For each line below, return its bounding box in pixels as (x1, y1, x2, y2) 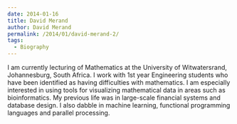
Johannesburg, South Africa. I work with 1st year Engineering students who (7, 71, 228, 79)
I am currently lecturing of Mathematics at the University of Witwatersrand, (7, 63, 228, 71)
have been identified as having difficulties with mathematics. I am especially (7, 78, 231, 86)
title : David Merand (7, 17, 69, 24)
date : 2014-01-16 (7, 10, 59, 18)
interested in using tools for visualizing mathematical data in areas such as (7, 86, 226, 94)
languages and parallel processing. (7, 108, 110, 117)
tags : (7, 37, 23, 44)
